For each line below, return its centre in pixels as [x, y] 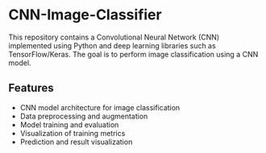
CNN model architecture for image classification [100, 107]
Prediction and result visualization [76, 142]
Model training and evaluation [69, 124]
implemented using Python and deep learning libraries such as [112, 45]
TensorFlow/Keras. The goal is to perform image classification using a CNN [133, 54]
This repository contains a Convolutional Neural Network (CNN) [114, 37]
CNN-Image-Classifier [85, 15]
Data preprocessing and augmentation [84, 116]
